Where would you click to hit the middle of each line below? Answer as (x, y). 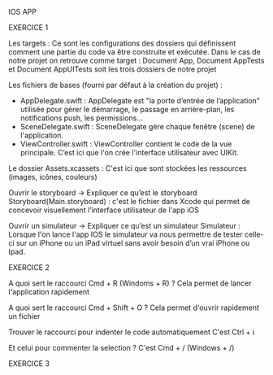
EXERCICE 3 (29, 364)
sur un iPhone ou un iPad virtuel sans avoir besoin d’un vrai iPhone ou (133, 243)
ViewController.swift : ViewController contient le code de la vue (126, 144)
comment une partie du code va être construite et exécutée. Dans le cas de (135, 52)
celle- (254, 234)
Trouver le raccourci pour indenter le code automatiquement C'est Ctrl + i (131, 332)
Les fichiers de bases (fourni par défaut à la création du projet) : (116, 85)
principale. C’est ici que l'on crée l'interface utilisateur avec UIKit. (129, 153)
